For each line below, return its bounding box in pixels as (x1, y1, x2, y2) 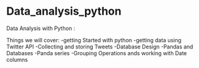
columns (6, 56, 28, 63)
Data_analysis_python (6, 4, 122, 18)
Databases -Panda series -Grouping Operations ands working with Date (6, 49, 187, 56)
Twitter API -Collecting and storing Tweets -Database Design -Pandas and (6, 43, 194, 50)
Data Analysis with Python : (6, 25, 75, 32)
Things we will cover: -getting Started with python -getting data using (6, 36, 182, 43)
